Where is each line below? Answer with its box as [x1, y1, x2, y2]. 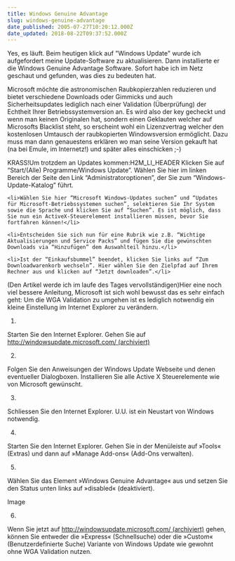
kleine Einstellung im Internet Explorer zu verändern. [7, 303, 159, 311]
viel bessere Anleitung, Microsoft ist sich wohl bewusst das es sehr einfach [7, 288, 224, 297]
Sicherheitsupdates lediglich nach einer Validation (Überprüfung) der [7, 100, 207, 109]
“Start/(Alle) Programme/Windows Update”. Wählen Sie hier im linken [7, 166, 207, 174]
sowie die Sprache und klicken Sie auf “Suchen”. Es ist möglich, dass [7, 207, 221, 214]
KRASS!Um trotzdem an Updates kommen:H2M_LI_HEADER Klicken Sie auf [7, 159, 224, 167]
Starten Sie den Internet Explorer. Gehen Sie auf [7, 330, 146, 339]
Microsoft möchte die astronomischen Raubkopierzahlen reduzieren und [7, 85, 216, 93]
